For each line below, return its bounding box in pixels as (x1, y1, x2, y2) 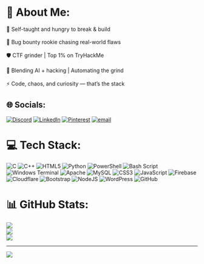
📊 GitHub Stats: (6, 197, 89, 211)
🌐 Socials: (6, 100, 46, 110)
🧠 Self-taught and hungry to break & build (6, 25, 110, 33)
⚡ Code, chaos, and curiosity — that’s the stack (6, 80, 125, 87)
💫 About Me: (6, 5, 70, 19)
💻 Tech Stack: (6, 138, 81, 152)
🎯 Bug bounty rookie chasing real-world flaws (6, 38, 121, 45)
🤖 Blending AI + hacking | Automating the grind (6, 67, 124, 74)
